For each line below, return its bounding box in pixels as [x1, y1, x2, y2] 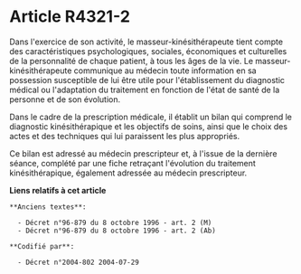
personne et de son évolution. [9, 93, 120, 105]
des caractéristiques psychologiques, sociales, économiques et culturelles [9, 45, 287, 56]
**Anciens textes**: [9, 202, 88, 212]
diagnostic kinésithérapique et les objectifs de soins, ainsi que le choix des [9, 120, 287, 132]
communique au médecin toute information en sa [73, 65, 257, 76]
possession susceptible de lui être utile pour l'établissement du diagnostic [9, 74, 286, 85]
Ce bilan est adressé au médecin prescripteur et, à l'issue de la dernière [9, 147, 277, 159]
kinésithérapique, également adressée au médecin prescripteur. [9, 167, 248, 178]
